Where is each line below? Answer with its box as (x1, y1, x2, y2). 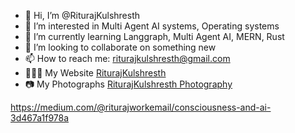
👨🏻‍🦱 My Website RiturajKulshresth (24, 67, 167, 79)
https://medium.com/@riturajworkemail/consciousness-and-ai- (10, 101, 272, 113)
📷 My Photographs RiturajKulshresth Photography (24, 78, 233, 90)
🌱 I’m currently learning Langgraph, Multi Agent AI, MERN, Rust (24, 31, 285, 42)
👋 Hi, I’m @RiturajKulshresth (24, 10, 141, 21)
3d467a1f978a (10, 112, 70, 124)
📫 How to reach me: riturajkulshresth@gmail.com (24, 53, 231, 64)
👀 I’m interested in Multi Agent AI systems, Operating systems (24, 20, 280, 32)
